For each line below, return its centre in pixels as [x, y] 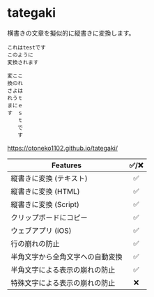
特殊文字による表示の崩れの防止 [63, 282]
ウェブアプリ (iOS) [41, 230]
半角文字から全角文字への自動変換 [67, 257]
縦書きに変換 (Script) [45, 204]
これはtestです [27, 47]
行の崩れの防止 [36, 243]
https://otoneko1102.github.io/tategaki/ [63, 148]
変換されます [23, 62]
